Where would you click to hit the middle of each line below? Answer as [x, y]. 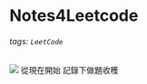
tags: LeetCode [36, 41]
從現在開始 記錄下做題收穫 [69, 70]
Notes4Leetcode [74, 16]
